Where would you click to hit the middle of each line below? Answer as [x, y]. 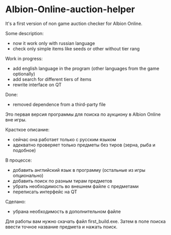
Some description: [25, 33]
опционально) [28, 175]
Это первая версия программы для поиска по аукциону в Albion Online [83, 114]
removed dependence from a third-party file [59, 104]
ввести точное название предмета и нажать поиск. [62, 227]
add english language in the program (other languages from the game [86, 68]
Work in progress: [24, 58]
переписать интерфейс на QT [45, 192]
